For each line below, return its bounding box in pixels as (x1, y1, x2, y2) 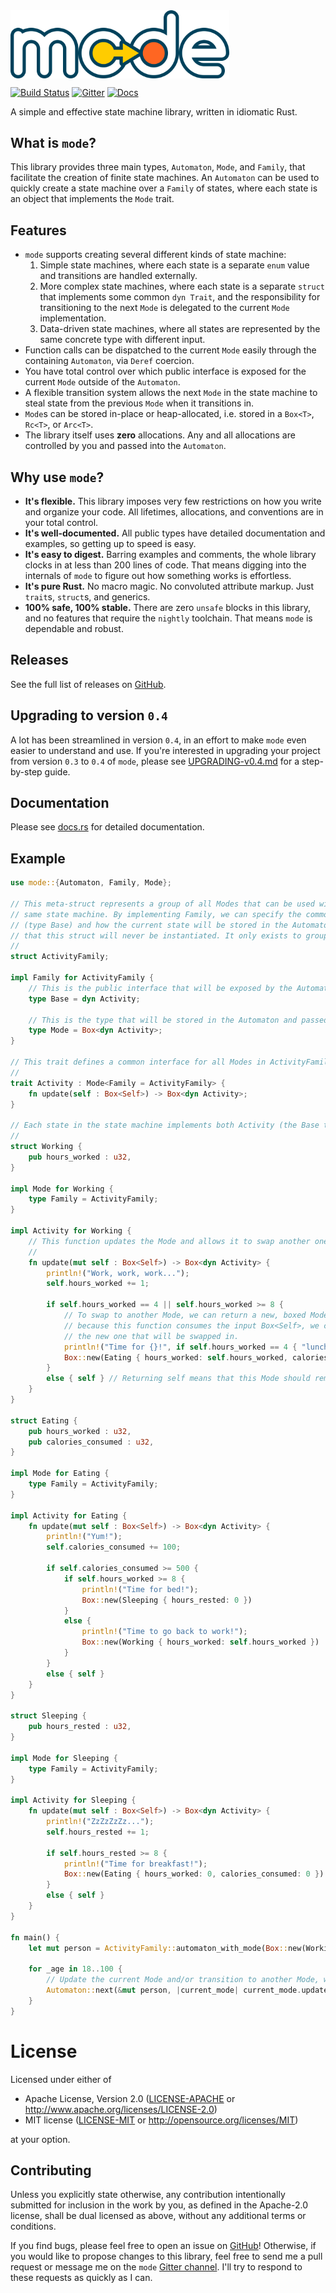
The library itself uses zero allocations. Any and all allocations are (24, 429, 296, 441)
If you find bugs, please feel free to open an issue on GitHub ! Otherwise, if (10, 2240, 317, 2252)
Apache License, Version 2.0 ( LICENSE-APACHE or (24, 2092, 236, 2104)
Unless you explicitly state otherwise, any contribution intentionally (10, 2189, 286, 2201)
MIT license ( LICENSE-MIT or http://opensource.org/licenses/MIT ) (24, 2114, 299, 2126)
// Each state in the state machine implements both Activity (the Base (10, 1120, 320, 1131)
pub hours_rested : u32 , (28, 1722, 132, 1732)
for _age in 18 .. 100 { (28, 1964, 123, 1974)
